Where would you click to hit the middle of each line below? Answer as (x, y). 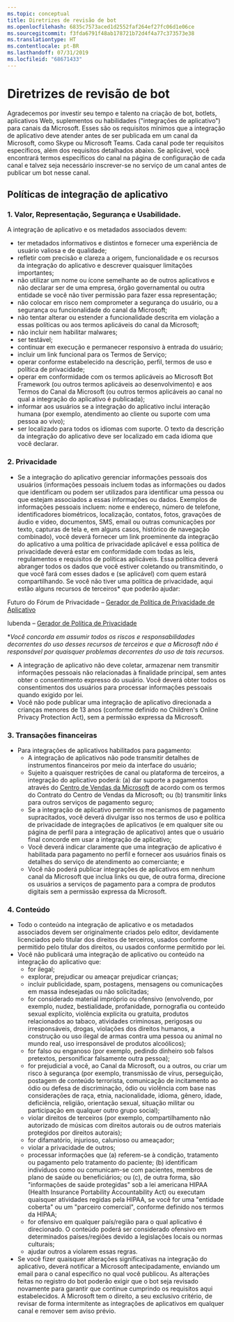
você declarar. (38, 444)
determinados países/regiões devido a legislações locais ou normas (125, 1237)
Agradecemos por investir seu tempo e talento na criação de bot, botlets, (112, 113)
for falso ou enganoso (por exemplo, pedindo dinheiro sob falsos (120, 1051)
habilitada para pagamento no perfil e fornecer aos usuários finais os (127, 854)
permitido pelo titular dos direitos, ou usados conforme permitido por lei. (122, 947)
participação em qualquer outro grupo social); (94, 1111)
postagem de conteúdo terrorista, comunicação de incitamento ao (123, 1081)
